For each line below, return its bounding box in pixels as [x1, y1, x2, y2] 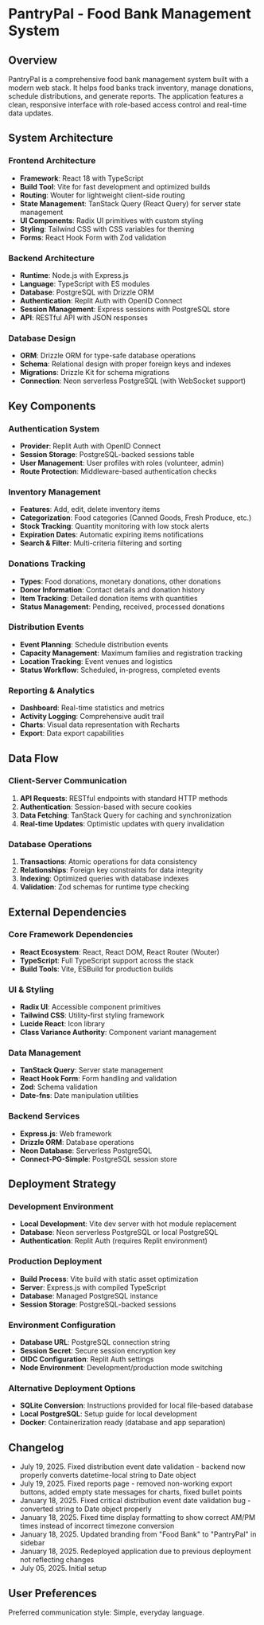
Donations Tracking [8, 558, 86, 569]
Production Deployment [8, 1256, 103, 1267]
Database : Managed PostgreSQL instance [19, 1291, 158, 1300]
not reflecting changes [19, 1555, 95, 1564]
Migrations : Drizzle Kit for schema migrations [19, 368, 170, 377]
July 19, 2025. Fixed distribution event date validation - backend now [19, 1462, 246, 1471]
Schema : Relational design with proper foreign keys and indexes [19, 359, 231, 369]
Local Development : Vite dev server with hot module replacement [19, 1219, 237, 1229]
